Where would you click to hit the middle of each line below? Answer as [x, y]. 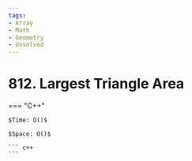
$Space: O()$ [30, 134]
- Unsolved [26, 45]
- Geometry [26, 37]
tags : [17, 15]
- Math [19, 30]
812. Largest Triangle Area [96, 84]
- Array [21, 23]
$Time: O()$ [28, 120]
